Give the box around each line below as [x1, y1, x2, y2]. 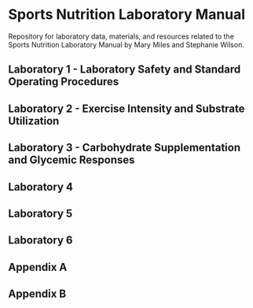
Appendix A [8, 260, 68, 273]
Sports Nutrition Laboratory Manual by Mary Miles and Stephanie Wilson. [8, 39, 245, 49]
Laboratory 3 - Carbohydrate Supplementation [8, 141, 241, 154]
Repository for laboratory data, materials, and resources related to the [8, 32, 234, 41]
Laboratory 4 [8, 180, 73, 194]
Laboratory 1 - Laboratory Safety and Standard [8, 63, 241, 76]
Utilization [8, 114, 60, 128]
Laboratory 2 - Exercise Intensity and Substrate [8, 102, 245, 115]
